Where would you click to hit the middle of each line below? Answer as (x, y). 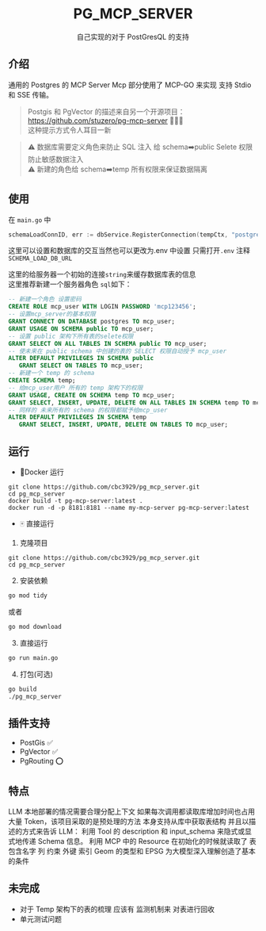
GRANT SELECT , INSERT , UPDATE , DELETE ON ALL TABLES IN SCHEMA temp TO (129, 402)
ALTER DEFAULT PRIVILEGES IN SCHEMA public (81, 358)
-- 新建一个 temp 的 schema (51, 374)
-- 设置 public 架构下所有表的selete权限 (71, 336)
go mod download (35, 626)
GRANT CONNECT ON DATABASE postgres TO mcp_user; (92, 322)
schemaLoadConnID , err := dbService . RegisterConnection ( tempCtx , (118, 235)
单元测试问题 (40, 919)
